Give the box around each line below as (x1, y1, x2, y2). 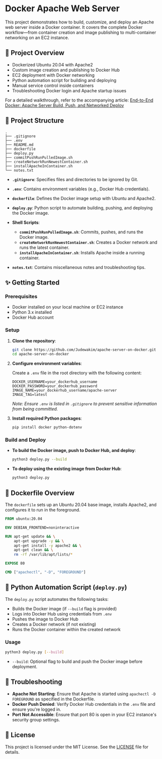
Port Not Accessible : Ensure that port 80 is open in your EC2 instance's (12, 711, 157, 718)
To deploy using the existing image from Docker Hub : (12, 466, 122, 472)
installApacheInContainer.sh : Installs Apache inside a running (19, 249, 145, 255)
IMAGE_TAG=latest (12, 392, 48, 397)
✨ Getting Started (5, 278, 60, 287)
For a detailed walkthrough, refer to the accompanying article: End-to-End (5, 97, 153, 103)
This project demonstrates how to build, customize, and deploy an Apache (5, 19, 154, 25)
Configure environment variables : (12, 361, 82, 367)
